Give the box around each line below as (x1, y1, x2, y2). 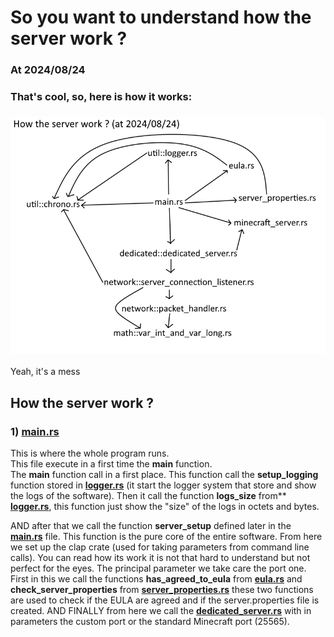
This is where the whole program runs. (10, 447, 170, 460)
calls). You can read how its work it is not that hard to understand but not (10, 552, 311, 564)
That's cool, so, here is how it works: (10, 90, 193, 104)
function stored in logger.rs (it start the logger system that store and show (10, 479, 317, 491)
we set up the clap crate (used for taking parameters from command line (10, 541, 310, 553)
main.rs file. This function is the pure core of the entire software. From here (10, 531, 323, 543)
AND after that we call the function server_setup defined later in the (10, 520, 292, 532)
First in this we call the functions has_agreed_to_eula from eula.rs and (10, 573, 303, 585)
